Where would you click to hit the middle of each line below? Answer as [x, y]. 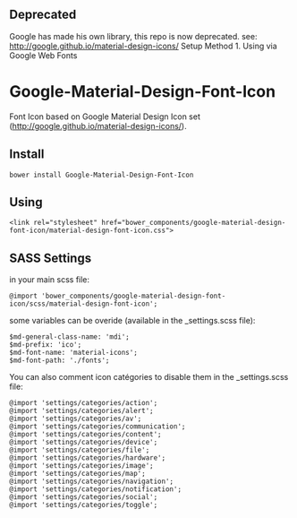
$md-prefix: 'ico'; [46, 345]
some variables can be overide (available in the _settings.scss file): [132, 321]
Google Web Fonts [43, 55]
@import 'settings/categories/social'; [84, 497]
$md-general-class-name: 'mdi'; [69, 337]
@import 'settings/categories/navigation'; [92, 482]
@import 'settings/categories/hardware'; [88, 458]
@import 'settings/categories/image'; [81, 466]
